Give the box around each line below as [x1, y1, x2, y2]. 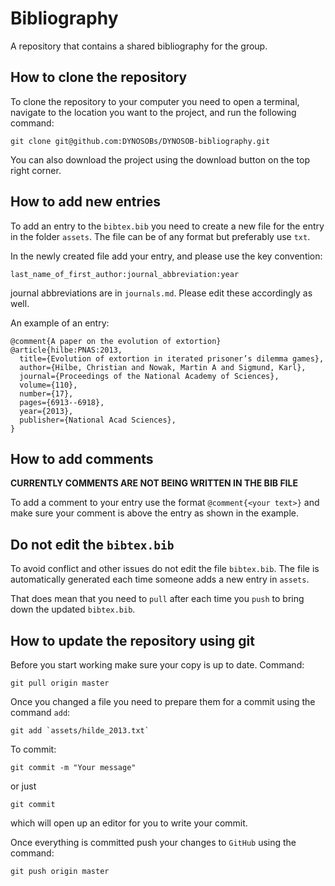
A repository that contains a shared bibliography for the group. [10, 40, 268, 52]
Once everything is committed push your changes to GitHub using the [10, 837, 297, 848]
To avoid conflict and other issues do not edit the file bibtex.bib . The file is [10, 563, 320, 575]
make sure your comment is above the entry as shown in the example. [10, 507, 299, 519]
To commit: [10, 743, 57, 755]
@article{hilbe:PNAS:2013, [10, 345, 123, 355]
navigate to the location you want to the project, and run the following [10, 106, 297, 118]
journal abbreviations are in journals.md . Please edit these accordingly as [10, 287, 313, 299]
